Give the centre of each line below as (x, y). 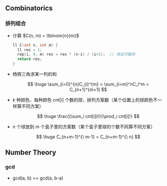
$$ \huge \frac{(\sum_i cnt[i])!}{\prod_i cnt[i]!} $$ (88, 116)
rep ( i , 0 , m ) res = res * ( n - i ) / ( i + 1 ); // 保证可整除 (76, 54)
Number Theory (31, 152)
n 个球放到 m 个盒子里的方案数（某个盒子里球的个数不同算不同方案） (84, 127)
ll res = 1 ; (30, 50)
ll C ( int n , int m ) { (35, 45)
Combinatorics (29, 8)
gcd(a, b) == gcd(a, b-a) (38, 178)
